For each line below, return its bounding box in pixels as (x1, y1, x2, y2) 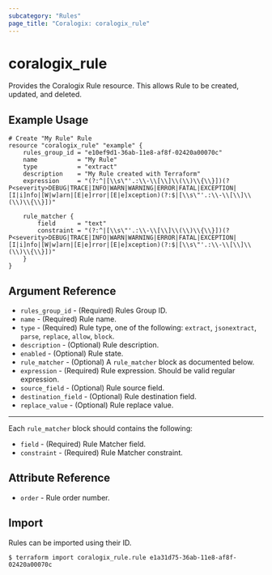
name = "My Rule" (23, 155, 117, 164)
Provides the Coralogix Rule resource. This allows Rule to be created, (8, 81, 239, 91)
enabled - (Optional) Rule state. (19, 349, 124, 359)
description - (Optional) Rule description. (19, 340, 159, 350)
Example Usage (8, 113, 89, 126)
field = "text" (37, 219, 107, 228)
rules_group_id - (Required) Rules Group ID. (19, 305, 168, 316)
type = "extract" (23, 163, 117, 171)
